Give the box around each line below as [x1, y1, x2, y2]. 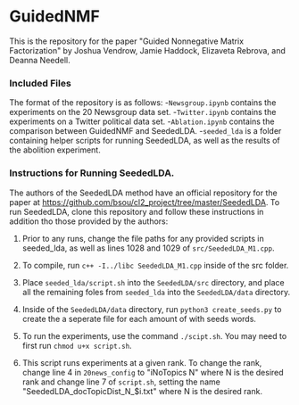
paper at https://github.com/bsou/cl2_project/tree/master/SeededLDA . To [9, 196, 280, 207]
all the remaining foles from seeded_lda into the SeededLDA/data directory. [21, 286, 291, 297]
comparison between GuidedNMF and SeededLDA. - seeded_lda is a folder [9, 126, 282, 136]
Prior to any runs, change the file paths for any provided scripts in [21, 233, 265, 244]
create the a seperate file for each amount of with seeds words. [21, 313, 257, 324]
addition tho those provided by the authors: [9, 216, 169, 227]
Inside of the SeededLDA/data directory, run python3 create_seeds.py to [21, 303, 282, 314]
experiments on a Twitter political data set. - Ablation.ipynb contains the [9, 116, 275, 127]
